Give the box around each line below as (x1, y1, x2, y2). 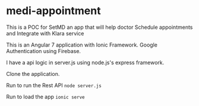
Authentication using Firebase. (6, 47, 81, 54)
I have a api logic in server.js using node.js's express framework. (6, 59, 165, 66)
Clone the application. (6, 70, 60, 77)
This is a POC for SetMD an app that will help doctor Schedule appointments (6, 24, 193, 31)
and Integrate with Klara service (6, 29, 84, 37)
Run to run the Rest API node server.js (6, 81, 102, 89)
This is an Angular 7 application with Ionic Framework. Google (6, 41, 157, 48)
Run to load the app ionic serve (6, 93, 85, 100)
